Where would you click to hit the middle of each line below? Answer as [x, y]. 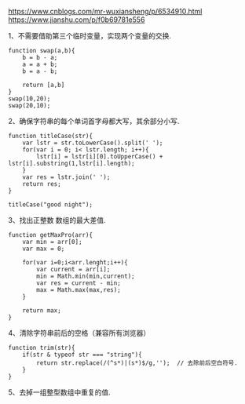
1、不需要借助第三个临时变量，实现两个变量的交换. [90, 36]
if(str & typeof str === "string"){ [82, 355]
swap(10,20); [29, 99]
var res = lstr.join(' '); [66, 177]
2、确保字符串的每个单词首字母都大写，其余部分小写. [94, 121]
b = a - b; [40, 71]
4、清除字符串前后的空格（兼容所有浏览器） [79, 333]
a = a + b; [40, 64]
